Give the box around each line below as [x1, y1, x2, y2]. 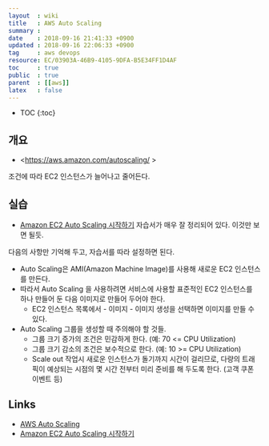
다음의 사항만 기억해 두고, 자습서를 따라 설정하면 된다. [8, 247, 175, 256]
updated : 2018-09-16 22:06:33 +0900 [8, 42, 134, 50]
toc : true [8, 64, 59, 72]
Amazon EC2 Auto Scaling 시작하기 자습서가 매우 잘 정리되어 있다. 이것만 [19, 220, 252, 229]
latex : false [8, 86, 62, 94]
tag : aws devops [8, 49, 81, 57]
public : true [8, 71, 59, 79]
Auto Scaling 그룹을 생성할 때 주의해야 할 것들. [19, 324, 167, 333]
